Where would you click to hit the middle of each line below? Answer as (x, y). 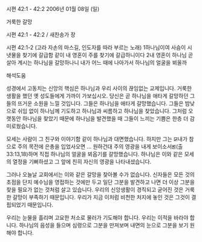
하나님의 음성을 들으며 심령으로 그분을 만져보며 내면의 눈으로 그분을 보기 (104, 225)
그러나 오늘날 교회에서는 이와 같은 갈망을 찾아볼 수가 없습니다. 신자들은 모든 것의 (101, 175)
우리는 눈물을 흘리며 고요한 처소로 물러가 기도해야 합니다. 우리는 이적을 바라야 (97, 217)
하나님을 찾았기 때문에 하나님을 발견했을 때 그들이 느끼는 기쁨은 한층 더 (105, 119)
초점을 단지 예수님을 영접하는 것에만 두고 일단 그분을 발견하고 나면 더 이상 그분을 (101, 182)
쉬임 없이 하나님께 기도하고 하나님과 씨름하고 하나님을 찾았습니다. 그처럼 (102, 111)
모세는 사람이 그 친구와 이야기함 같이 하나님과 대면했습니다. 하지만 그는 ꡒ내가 (97, 139)
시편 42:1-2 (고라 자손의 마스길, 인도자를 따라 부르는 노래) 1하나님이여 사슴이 (96, 47)
